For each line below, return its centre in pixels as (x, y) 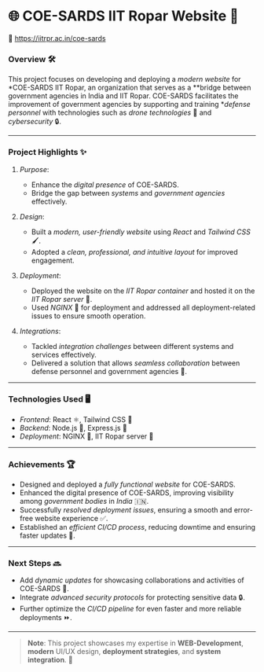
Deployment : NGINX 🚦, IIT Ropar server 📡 (86, 436)
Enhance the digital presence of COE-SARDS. (105, 185)
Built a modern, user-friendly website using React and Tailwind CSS (141, 232)
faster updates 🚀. (48, 536)
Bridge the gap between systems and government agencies (128, 193)
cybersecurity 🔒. (35, 122)
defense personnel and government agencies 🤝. (109, 371)
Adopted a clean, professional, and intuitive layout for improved (134, 252)
